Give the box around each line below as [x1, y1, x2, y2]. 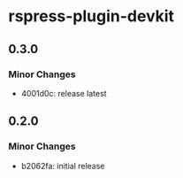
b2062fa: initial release [20, 160, 105, 171]
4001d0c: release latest [20, 88, 107, 98]
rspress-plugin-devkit [8, 6, 174, 27]
